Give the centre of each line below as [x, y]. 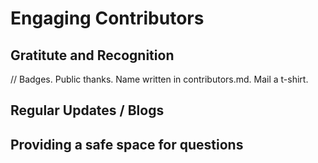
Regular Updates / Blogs [87, 110]
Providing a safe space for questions [127, 144]
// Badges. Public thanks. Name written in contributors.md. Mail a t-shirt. [159, 79]
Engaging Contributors [107, 18]
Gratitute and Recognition [92, 55]
